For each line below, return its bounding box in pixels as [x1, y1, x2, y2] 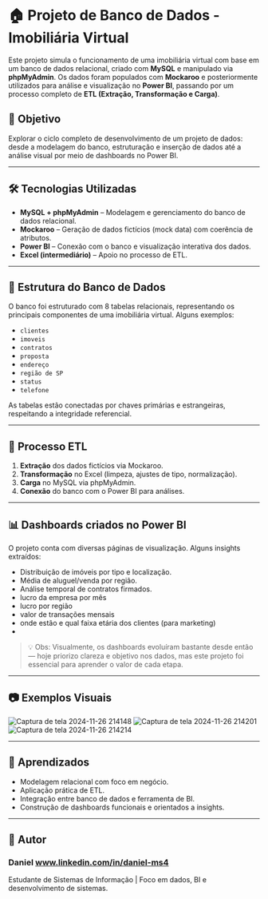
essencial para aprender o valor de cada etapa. [27, 660, 183, 669]
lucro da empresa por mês [19, 593, 107, 602]
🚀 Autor [8, 833, 47, 847]
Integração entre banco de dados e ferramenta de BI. [19, 794, 195, 803]
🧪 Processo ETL [8, 440, 88, 453]
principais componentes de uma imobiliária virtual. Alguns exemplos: [8, 310, 235, 320]
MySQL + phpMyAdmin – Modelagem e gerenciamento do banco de [19, 207, 246, 217]
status [19, 378, 42, 386]
